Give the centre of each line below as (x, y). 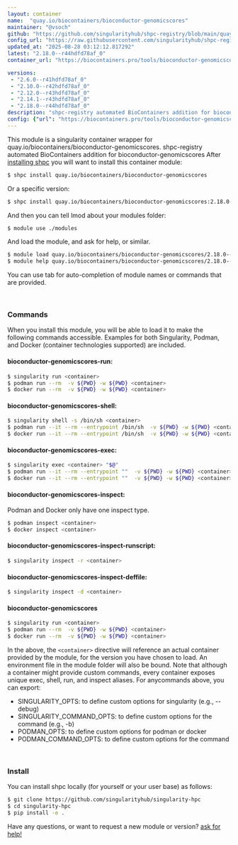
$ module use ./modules (42, 228)
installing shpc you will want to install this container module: (95, 162)
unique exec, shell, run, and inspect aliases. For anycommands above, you (116, 680)
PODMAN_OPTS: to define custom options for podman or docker (112, 731)
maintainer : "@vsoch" (39, 27)
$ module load (28, 255)
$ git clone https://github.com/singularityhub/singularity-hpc (104, 800)
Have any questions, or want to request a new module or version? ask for (114, 826)
